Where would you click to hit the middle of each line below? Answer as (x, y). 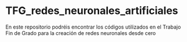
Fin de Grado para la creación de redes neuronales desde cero (81, 33)
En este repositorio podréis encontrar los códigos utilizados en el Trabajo (93, 27)
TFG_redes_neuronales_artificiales (92, 11)
